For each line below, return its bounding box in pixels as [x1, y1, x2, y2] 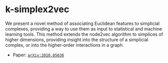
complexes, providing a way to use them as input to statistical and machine [5, 25, 162, 31]
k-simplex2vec [5, 4, 70, 15]
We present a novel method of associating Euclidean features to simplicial [5, 20, 160, 26]
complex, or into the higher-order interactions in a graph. [5, 42, 124, 48]
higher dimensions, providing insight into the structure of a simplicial [5, 37, 149, 43]
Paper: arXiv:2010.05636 [12, 52, 64, 58]
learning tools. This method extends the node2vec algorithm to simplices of [5, 31, 163, 37]
